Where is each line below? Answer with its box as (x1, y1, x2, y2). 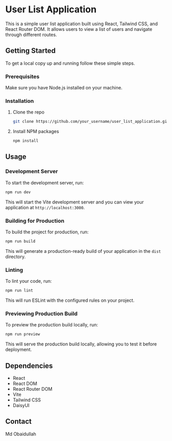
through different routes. (5, 31, 58, 38)
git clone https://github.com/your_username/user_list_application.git (12, 119, 169, 124)
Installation (5, 97, 34, 104)
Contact (5, 417, 32, 426)
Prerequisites (5, 73, 40, 80)
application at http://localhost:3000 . (5, 204, 85, 210)
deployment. (5, 346, 32, 353)
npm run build (5, 238, 36, 244)
